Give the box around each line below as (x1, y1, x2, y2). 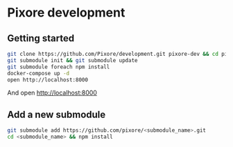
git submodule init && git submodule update (7, 57, 138, 63)
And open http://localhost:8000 (7, 88, 97, 97)
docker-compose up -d (7, 70, 70, 77)
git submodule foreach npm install (7, 63, 110, 70)
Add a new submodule (7, 108, 106, 120)
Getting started (7, 32, 75, 44)
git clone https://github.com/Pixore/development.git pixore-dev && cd (7, 50, 218, 57)
